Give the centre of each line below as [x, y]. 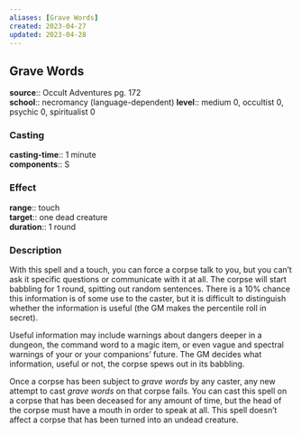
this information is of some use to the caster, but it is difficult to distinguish [148, 299]
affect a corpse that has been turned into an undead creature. [124, 420]
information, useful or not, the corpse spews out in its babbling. [127, 364]
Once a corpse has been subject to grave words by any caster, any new [143, 382]
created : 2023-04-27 [48, 26]
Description [36, 250]
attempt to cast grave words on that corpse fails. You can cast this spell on [148, 391]
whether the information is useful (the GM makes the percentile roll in [138, 309]
